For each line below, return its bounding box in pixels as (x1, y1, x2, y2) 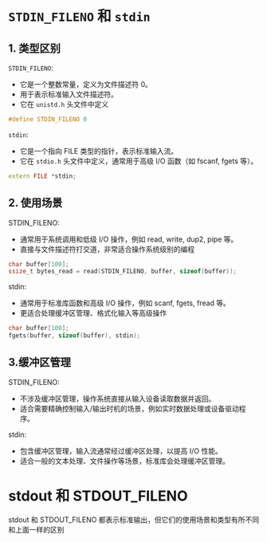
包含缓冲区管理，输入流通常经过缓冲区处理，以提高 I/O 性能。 (19, 446, 223, 455)
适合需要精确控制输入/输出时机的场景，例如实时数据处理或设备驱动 (19, 403, 239, 413)
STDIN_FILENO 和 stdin (8, 7, 151, 26)
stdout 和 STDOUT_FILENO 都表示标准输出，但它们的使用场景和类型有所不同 (8, 515, 260, 524)
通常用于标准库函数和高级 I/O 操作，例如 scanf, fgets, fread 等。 (19, 298, 231, 308)
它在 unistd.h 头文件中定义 (19, 100, 109, 108)
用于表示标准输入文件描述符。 (19, 89, 118, 99)
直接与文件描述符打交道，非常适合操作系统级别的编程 (19, 244, 195, 253)
